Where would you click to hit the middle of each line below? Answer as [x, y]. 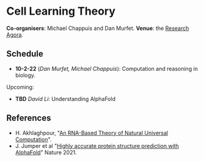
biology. [25, 75]
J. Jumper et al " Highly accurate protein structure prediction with [97, 145]
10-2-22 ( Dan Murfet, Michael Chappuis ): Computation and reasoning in [107, 68]
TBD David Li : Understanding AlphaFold [65, 98]
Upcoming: [20, 87]
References [29, 118]
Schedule [25, 54]
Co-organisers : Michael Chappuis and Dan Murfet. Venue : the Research [98, 28]
